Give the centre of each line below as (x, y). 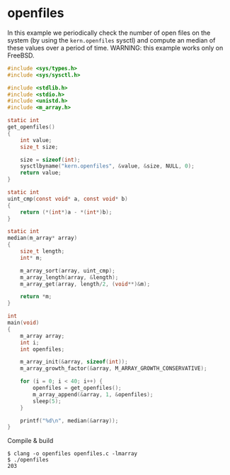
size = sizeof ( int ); (50, 160)
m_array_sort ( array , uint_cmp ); (68, 271)
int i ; (30, 342)
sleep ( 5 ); (47, 401)
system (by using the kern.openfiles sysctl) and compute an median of (111, 40)
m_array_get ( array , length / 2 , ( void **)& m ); (85, 284)
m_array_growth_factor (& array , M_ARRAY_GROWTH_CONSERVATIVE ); (114, 368)
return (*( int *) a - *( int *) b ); (66, 212)
